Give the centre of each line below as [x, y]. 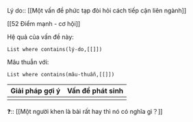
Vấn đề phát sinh [95, 91]
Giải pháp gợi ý [36, 91]
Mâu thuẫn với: [28, 62]
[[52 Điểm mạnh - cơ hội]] [44, 24]
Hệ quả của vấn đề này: [40, 37]
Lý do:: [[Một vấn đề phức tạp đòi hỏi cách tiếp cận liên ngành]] [97, 11]
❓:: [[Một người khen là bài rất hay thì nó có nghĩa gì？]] [85, 111]
